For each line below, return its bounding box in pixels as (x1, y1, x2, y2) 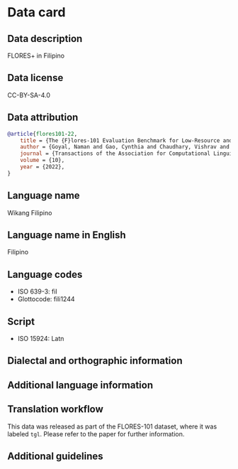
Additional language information (7, 379, 154, 391)
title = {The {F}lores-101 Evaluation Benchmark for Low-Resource (20, 136, 220, 144)
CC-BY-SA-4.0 (7, 90, 51, 99)
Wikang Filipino (7, 208, 52, 217)
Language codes (7, 268, 83, 281)
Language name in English (7, 229, 126, 241)
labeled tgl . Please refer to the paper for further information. (7, 429, 185, 438)
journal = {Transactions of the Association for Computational (20, 150, 211, 157)
